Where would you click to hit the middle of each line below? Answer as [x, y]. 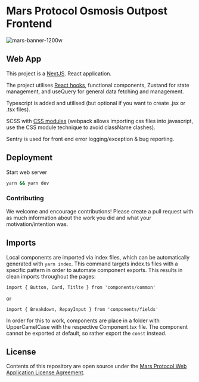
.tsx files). [18, 109]
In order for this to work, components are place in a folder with [83, 320]
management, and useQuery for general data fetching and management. [95, 91]
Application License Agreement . [46, 372]
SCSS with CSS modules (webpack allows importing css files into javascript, [100, 121]
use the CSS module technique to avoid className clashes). [81, 127]
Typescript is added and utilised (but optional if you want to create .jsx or [96, 103]
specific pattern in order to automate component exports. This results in [94, 270]
